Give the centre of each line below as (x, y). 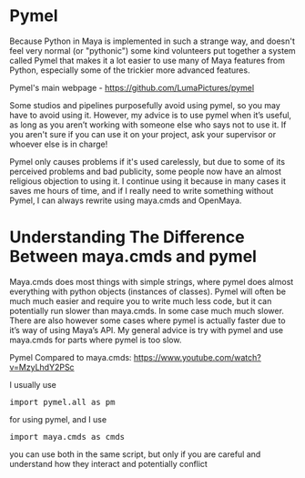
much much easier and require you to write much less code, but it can (141, 300)
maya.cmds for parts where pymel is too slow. (96, 340)
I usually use (33, 384)
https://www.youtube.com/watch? (197, 357)
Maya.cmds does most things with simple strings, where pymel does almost (152, 281)
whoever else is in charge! (59, 144)
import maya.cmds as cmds (67, 437)
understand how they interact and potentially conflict (108, 463)
